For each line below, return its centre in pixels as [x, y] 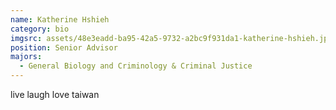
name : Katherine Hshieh [60, 19]
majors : [26, 57]
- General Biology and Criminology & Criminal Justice [136, 66]
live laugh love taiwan [55, 94]
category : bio [40, 29]
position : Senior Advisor [64, 47]
